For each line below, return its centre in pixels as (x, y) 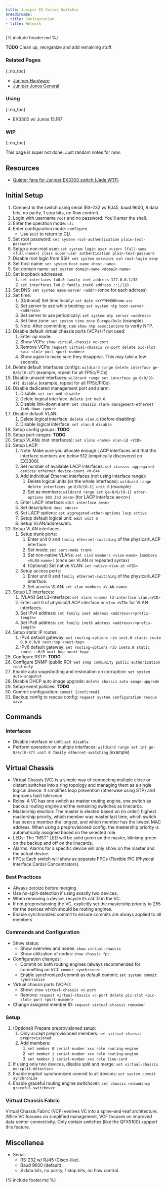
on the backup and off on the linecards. (53, 843)
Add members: (35, 1043)
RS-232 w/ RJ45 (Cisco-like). (50, 1160)
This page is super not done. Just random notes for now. (63, 152)
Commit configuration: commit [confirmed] (56, 691)
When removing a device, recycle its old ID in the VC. (67, 898)
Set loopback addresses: (38, 274)
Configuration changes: (37, 959)
